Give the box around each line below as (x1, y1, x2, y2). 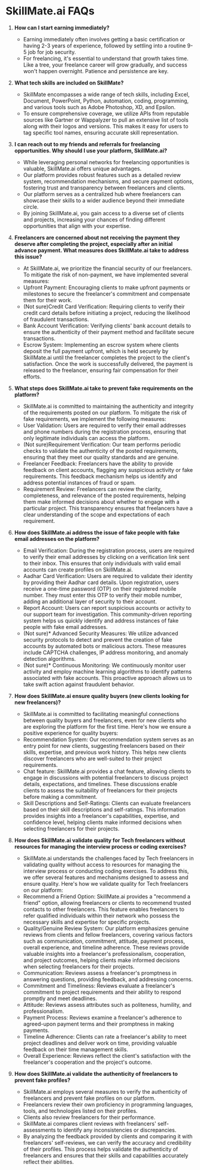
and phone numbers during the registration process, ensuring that (23, 428, 187, 435)
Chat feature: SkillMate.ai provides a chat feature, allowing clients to (23, 768, 192, 775)
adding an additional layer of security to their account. (23, 598, 157, 605)
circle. (23, 203, 39, 210)
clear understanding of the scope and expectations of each (23, 511, 170, 518)
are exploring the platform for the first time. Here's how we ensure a (23, 723, 191, 730)
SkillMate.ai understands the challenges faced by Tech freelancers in (23, 855, 194, 862)
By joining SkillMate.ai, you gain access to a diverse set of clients (23, 209, 184, 216)
